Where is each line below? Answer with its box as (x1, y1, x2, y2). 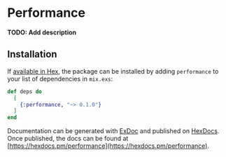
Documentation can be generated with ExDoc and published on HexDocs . (7, 127, 220, 135)
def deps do (7, 88, 42, 95)
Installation (7, 48, 57, 60)
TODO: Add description (7, 28, 77, 36)
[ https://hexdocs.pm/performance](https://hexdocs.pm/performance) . (7, 142, 210, 150)
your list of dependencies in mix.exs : (7, 74, 113, 83)
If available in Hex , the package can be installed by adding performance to (7, 67, 219, 75)
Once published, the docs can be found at (7, 135, 129, 143)
